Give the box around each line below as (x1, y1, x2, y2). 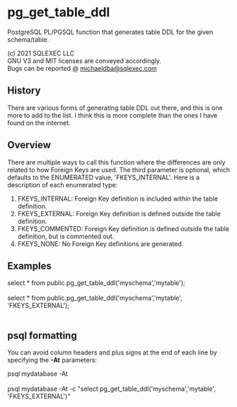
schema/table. (7, 35, 50, 43)
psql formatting (7, 329, 77, 341)
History (7, 84, 41, 96)
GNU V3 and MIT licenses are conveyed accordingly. (7, 56, 161, 65)
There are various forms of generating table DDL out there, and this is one (7, 104, 223, 112)
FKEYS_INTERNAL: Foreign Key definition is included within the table (17, 194, 218, 203)
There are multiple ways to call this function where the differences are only (7, 157, 226, 167)
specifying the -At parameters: (7, 356, 98, 364)
